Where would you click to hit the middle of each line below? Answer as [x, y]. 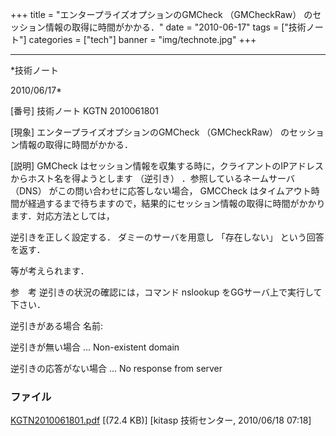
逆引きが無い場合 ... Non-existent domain [95, 347]
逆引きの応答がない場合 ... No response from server [116, 368]
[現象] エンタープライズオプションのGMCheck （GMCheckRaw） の [150, 132]
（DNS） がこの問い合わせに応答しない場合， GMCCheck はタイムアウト [161, 191]
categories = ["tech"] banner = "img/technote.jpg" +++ [142, 39]
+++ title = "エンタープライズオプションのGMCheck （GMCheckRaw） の [161, 14]
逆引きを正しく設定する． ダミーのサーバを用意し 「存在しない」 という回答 [167, 237]
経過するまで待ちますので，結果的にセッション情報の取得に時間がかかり [176, 203]
